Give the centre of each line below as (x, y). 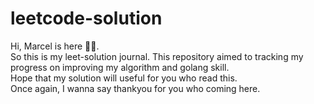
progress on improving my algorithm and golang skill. (120, 67)
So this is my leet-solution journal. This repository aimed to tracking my (157, 56)
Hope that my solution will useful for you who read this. (124, 78)
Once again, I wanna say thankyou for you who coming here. (135, 88)
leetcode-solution (86, 18)
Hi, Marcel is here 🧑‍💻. (55, 46)
